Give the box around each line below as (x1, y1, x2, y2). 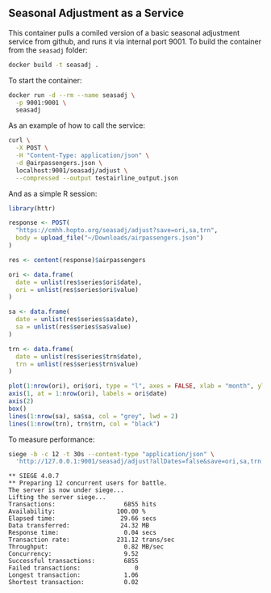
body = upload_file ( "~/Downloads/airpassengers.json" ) (15, 234, 204, 242)
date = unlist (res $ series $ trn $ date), (15, 352, 143, 361)
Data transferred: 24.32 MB (8, 522, 150, 530)
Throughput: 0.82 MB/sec (8, 543, 164, 551)
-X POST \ (15, 144, 48, 152)
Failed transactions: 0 (8, 564, 139, 573)
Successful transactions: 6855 (8, 557, 139, 565)
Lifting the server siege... (8, 493, 106, 502)
